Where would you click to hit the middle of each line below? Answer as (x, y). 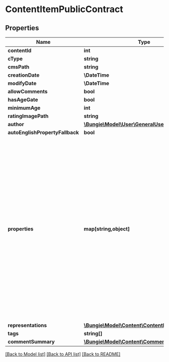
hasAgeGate (23, 100)
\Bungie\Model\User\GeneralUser (125, 124)
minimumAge (24, 108)
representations (27, 325)
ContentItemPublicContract (64, 9)
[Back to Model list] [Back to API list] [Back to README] (63, 354)
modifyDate (22, 83)
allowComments (28, 92)
